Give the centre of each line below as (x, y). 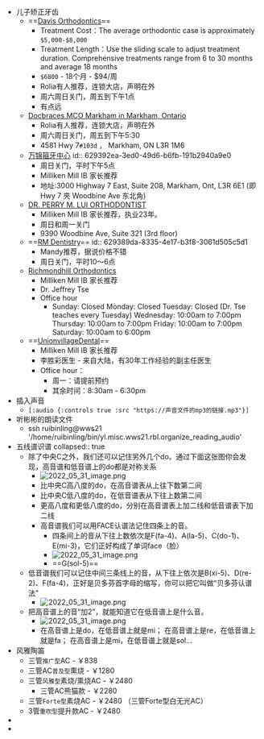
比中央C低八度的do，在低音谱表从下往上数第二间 (121, 495)
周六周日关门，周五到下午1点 (87, 96)
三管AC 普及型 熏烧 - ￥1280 (71, 670)
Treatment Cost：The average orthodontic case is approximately (147, 30)
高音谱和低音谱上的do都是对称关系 (99, 467)
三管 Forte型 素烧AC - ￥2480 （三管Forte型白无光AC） (118, 701)
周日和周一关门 (65, 224)
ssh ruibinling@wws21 (65, 428)
